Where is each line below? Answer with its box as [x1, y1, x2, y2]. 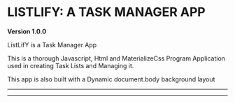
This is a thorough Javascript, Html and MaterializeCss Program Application [7, 54, 226, 63]
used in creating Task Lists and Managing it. [7, 61, 134, 70]
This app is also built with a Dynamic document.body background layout [7, 74, 215, 84]
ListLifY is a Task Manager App [7, 40, 97, 49]
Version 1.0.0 [7, 27, 47, 35]
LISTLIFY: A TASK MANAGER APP [7, 4, 206, 20]
